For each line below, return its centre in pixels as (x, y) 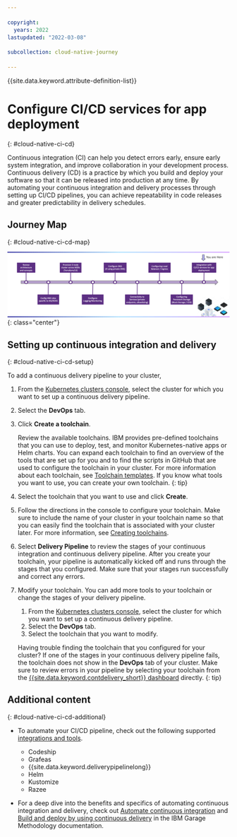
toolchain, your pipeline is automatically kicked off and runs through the (122, 561)
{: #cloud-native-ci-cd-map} (49, 242)
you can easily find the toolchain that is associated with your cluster (116, 525)
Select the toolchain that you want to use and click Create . (103, 497)
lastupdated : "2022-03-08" (47, 37)
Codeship (42, 751)
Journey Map (37, 225)
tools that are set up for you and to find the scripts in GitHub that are (117, 460)
